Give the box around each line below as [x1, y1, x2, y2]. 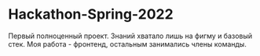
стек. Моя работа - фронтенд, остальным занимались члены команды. [8, 39, 247, 48]
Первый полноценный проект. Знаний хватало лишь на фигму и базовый [8, 31, 253, 40]
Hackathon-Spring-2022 [8, 5, 174, 23]
